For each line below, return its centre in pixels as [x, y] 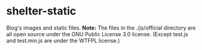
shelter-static [41, 11]
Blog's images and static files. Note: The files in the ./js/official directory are [101, 28]
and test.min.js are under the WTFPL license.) [63, 40]
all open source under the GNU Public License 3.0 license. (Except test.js [97, 34]
